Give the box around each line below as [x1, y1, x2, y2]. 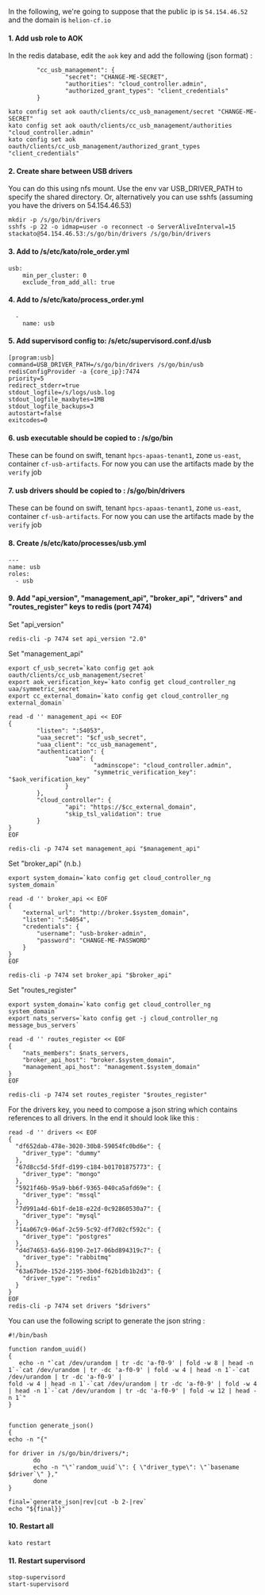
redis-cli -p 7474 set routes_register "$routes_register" [8, 1090, 208, 1098]
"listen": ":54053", [36, 726, 105, 735]
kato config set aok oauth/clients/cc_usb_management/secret [8, 108, 215, 116]
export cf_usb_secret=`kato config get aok [8, 664, 155, 672]
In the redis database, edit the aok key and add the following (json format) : [8, 51, 253, 60]
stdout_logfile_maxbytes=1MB [8, 396, 105, 404]
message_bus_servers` [8, 1021, 80, 1029]
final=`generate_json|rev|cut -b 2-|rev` [8, 1497, 148, 1506]
